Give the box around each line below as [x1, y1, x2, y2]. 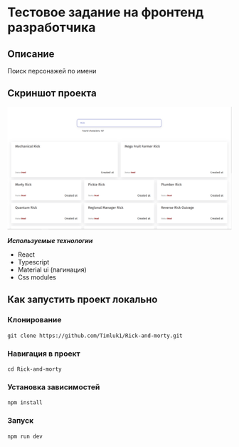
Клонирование [7, 315, 62, 325]
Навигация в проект [7, 349, 80, 359]
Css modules [17, 272, 57, 282]
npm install [7, 399, 43, 406]
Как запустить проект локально [7, 294, 158, 306]
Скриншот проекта [7, 87, 97, 100]
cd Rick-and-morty [7, 365, 62, 373]
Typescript [17, 257, 50, 266]
